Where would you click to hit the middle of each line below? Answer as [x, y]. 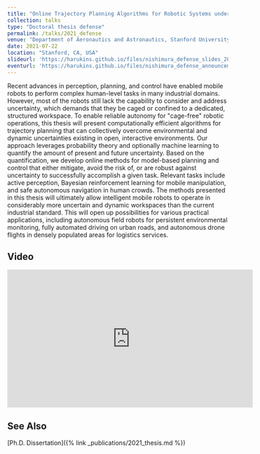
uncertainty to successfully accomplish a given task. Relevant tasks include [116, 175]
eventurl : [22, 66]
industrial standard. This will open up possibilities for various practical [108, 212]
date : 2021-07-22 [33, 46]
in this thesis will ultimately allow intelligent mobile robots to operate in [109, 198]
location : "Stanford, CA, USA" [53, 53]
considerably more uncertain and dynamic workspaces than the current [111, 205]
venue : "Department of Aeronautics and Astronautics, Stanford [102, 40]
